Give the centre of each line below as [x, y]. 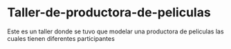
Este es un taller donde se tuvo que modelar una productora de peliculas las [115, 31]
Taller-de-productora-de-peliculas [109, 13]
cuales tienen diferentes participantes [61, 38]
